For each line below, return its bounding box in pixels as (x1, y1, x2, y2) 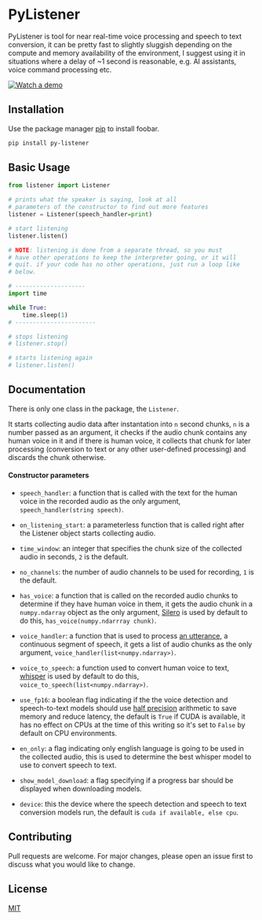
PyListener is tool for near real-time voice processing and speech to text (8, 31, 242, 41)
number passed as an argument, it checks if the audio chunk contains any (8, 427, 247, 437)
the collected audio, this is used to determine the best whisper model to (19, 753, 252, 762)
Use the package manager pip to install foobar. (8, 123, 159, 133)
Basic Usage (8, 161, 71, 175)
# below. (8, 268, 37, 276)
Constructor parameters (8, 470, 89, 480)
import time (8, 289, 47, 298)
